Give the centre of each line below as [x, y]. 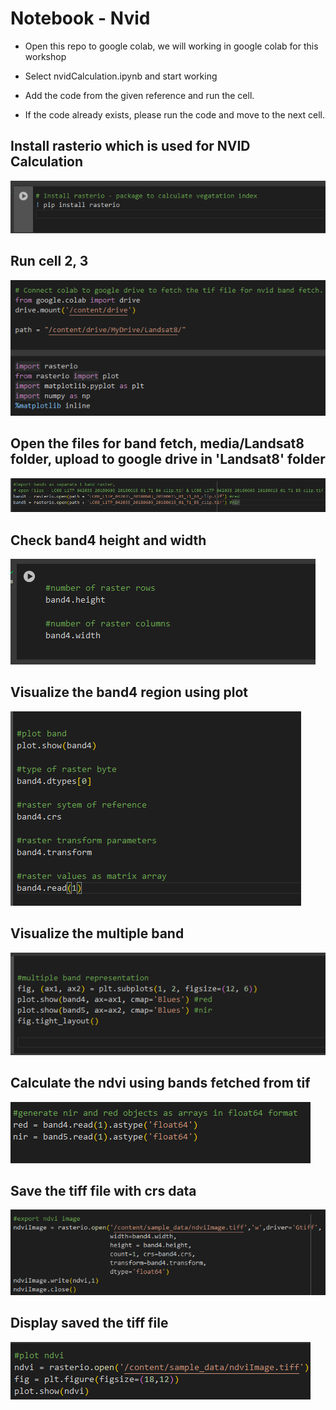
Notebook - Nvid [80, 18]
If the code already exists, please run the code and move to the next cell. [175, 114]
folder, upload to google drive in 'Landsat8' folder [168, 459]
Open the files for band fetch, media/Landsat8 [157, 443]
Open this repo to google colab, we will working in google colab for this [171, 46]
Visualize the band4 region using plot [129, 692]
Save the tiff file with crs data [103, 1190]
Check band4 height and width [108, 540]
